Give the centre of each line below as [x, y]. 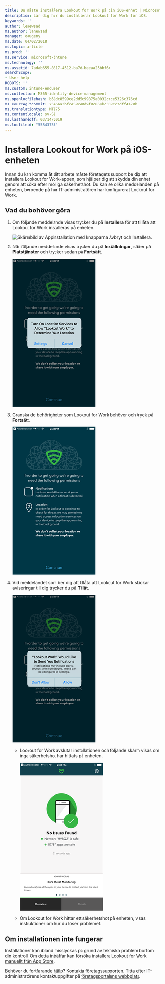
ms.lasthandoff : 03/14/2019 [34, 120]
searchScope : [18, 73]
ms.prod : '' [17, 52]
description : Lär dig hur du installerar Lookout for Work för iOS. [77, 16]
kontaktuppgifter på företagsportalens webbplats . [90, 976]
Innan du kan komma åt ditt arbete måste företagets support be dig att [76, 174]
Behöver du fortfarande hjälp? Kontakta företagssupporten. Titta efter [75, 971]
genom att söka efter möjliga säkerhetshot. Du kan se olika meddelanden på [82, 184]
